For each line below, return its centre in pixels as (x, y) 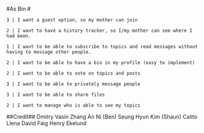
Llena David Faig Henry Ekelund (46, 123)
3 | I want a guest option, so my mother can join (72, 20)
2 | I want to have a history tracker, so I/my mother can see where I (99, 31)
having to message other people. (49, 52)
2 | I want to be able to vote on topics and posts (73, 73)
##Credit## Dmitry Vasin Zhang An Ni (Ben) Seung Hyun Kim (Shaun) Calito (102, 117)
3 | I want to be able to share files (56, 95)
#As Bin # (19, 9)
